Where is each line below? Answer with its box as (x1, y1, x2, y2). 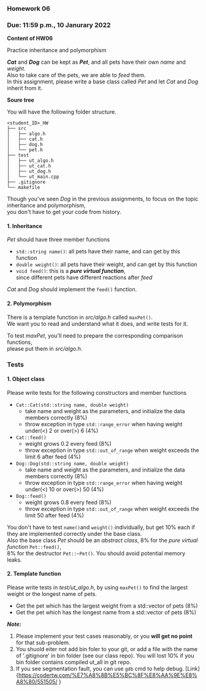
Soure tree (7, 96, 34, 104)
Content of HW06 (7, 35, 53, 42)
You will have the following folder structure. (7, 109, 117, 116)
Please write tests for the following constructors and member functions (7, 389, 187, 396)
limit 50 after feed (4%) (25, 511, 85, 519)
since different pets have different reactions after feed (15, 274, 153, 281)
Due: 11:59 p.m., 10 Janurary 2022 (7, 20, 111, 29)
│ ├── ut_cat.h (7, 163, 51, 169)
